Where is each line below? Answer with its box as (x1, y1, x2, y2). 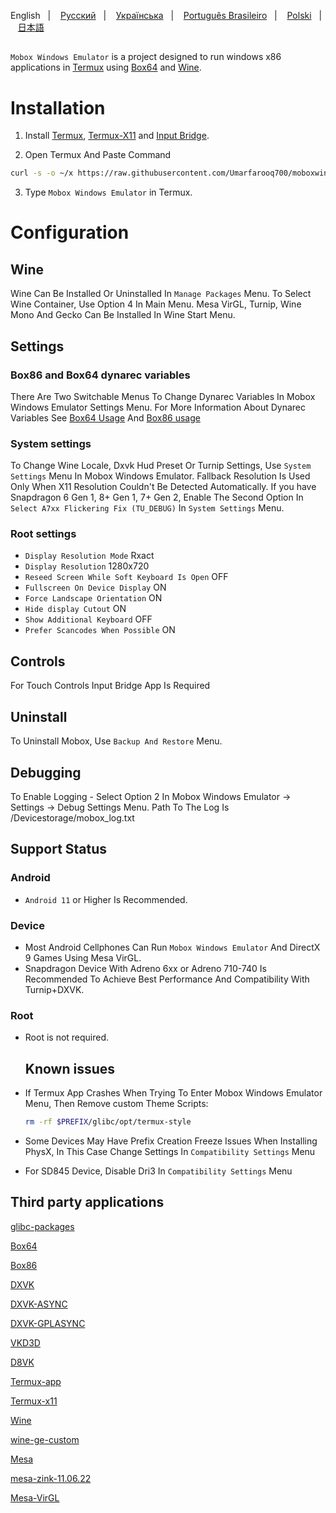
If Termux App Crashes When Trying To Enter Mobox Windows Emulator (24, 1087, 323, 1099)
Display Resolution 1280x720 (24, 560, 150, 572)
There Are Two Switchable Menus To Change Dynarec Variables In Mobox (10, 390, 316, 402)
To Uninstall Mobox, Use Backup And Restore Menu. (10, 735, 223, 747)
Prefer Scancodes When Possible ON (24, 624, 176, 636)
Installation (10, 96, 106, 119)
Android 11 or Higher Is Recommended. (24, 893, 188, 905)
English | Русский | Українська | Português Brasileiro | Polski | (10, 10, 323, 21)
